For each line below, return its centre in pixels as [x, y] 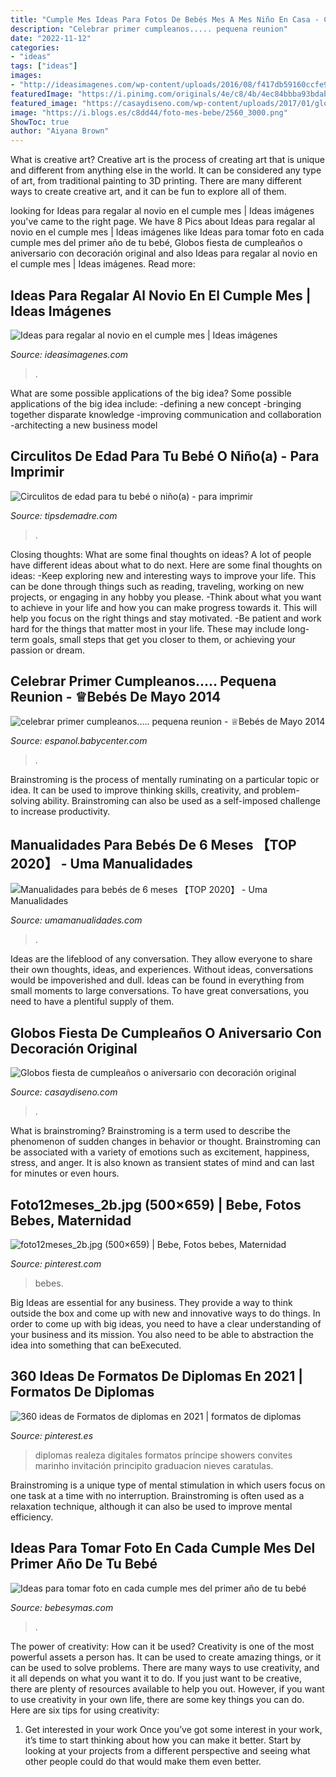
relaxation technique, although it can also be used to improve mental [151, 1506]
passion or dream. [48, 650]
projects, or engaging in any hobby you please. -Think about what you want [166, 597]
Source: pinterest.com [56, 1264]
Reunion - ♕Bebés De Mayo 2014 [116, 697]
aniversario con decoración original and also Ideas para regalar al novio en [164, 253]
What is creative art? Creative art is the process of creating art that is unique [167, 160]
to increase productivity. [60, 811]
